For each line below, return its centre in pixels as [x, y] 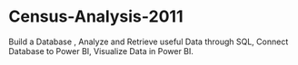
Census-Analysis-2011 [96, 17]
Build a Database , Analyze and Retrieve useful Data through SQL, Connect [149, 42]
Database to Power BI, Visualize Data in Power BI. [101, 51]
